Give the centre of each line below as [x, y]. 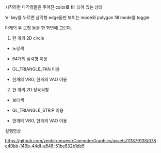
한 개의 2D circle [28, 38]
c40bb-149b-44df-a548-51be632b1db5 [45, 146]
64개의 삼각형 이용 [30, 59]
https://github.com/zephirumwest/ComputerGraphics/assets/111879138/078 [80, 141]
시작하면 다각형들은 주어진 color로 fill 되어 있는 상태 [54, 7]
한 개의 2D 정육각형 [31, 90]
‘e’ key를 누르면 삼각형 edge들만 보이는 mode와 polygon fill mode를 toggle [77, 17]
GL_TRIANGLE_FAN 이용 [36, 69]
